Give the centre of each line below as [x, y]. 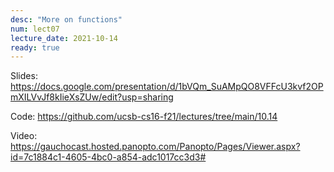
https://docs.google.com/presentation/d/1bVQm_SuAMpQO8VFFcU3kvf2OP [167, 87]
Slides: [24, 76]
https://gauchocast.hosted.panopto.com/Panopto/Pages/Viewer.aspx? [155, 147]
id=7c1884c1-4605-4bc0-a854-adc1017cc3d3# [108, 157]
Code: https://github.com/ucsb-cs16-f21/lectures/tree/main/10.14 [144, 117]
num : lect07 [35, 29]
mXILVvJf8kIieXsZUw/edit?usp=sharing [92, 97]
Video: [24, 136]
